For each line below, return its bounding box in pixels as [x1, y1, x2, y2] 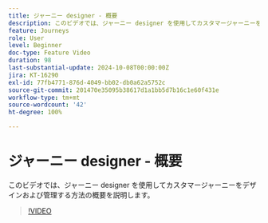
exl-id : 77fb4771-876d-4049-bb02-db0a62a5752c [8, 78, 166, 86]
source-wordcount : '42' [8, 101, 88, 109]
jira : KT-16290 [8, 71, 59, 79]
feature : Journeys [8, 26, 69, 34]
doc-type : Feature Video [8, 49, 91, 57]
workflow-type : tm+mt [8, 94, 81, 102]
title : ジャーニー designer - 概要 [8, 11, 118, 20]
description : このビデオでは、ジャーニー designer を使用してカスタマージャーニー [8, 19, 256, 27]
